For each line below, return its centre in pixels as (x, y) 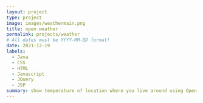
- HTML (20, 68)
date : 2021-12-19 (28, 46)
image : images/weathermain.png (46, 23)
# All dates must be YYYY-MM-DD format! (58, 40)
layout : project (27, 12)
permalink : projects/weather (43, 35)
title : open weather (33, 29)
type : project (24, 18)
